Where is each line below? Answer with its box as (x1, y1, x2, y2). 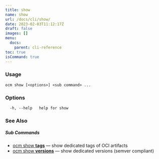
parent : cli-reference (14, 45, 62, 50)
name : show (5, 12, 28, 17)
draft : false (5, 26, 33, 31)
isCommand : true (5, 54, 39, 60)
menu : (5, 36, 17, 41)
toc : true (5, 49, 26, 55)
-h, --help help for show (10, 105, 69, 111)
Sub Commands (5, 130, 40, 136)
